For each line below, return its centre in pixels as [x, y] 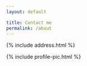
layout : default [26, 12]
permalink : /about [29, 28]
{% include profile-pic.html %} [44, 57]
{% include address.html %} [41, 45]
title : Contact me [29, 22]
